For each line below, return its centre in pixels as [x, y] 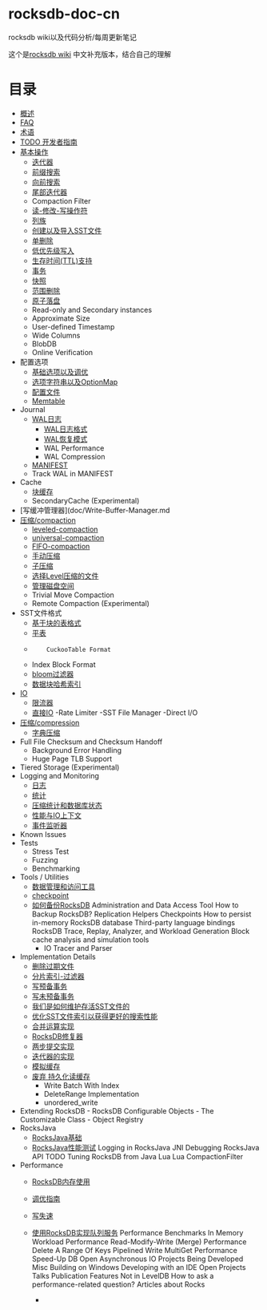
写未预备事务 [53, 996]
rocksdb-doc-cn [64, 14]
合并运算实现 [53, 1026]
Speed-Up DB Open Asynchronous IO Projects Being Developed [137, 1259]
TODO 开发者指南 [48, 142]
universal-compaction [68, 537]
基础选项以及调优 [60, 372]
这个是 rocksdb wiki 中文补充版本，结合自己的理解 [90, 54]
